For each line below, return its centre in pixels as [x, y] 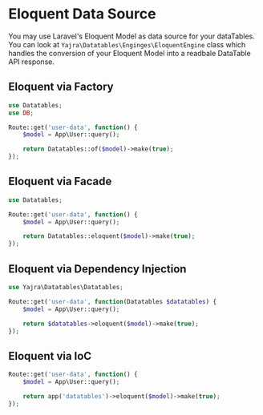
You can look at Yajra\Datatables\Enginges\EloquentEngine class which [127, 44]
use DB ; [21, 113]
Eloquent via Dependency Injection [97, 269]
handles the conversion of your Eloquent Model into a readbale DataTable [129, 53]
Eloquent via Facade [60, 181]
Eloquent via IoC [50, 356]
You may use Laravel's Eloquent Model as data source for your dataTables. [131, 36]
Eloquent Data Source [82, 14]
